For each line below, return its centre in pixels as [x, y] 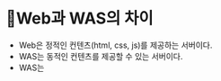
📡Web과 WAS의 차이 [80, 18]
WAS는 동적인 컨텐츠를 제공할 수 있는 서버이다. [101, 56]
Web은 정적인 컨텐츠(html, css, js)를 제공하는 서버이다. [115, 45]
